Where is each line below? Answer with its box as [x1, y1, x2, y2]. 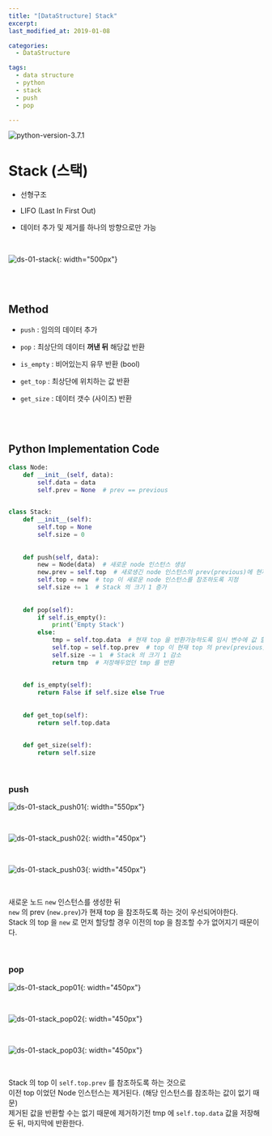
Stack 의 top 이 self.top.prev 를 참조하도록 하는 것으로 [8, 1078, 186, 1087]
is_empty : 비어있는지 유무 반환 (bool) [19, 360, 140, 369]
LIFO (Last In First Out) [19, 206, 96, 215]
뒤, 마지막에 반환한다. [16, 1118, 84, 1128]
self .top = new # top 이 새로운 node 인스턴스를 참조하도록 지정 [37, 576, 239, 584]
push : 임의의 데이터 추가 [19, 325, 98, 334]
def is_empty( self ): [23, 681, 92, 689]
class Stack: [8, 508, 53, 517]
